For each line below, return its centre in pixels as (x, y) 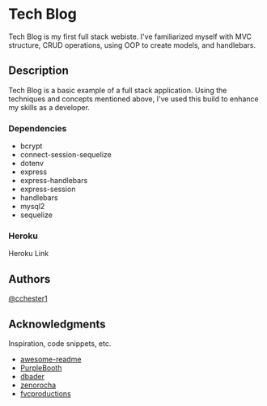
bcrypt (31, 146)
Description (38, 71)
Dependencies (38, 128)
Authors (30, 279)
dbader (32, 376)
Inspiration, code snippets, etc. (60, 343)
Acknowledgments (57, 324)
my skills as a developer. (49, 107)
